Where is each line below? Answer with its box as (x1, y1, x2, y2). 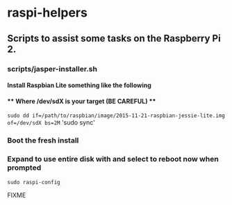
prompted (7, 163, 42, 172)
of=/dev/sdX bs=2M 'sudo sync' (7, 118, 95, 127)
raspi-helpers (7, 5, 88, 21)
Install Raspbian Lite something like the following (7, 81, 151, 89)
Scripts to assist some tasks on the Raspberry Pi (7, 33, 221, 44)
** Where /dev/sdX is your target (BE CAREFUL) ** (7, 97, 156, 105)
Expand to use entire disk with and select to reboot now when (7, 154, 219, 164)
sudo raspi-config (7, 179, 60, 186)
